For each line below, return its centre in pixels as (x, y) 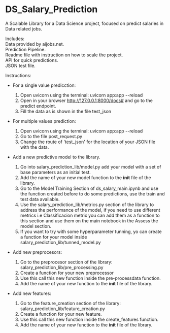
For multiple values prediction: (44, 121)
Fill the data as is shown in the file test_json (66, 111)
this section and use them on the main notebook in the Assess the (89, 221)
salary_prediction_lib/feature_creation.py (63, 309)
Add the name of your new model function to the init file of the (86, 177)
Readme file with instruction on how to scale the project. (64, 55)
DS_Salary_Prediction (52, 9)
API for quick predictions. (32, 60)
